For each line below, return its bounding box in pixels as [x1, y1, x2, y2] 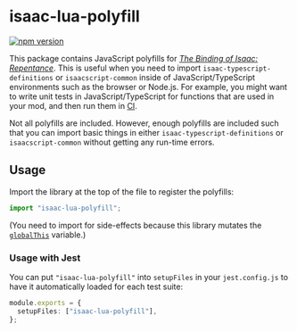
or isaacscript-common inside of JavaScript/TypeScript [54, 71, 256, 82]
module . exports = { [9, 298, 82, 307]
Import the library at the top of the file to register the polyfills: [9, 186, 235, 197]
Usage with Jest [9, 252, 81, 264]
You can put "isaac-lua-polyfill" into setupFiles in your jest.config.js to [9, 271, 288, 282]
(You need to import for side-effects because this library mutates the [9, 220, 262, 230]
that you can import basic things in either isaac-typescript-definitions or [9, 127, 284, 137]
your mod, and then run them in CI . [9, 100, 138, 111]
